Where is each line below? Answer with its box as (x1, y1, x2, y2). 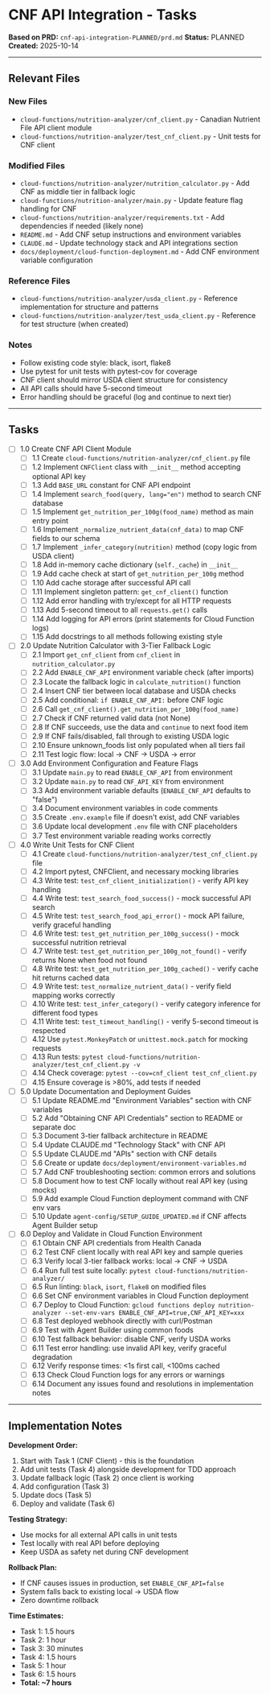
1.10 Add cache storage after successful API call (31, 577, 191, 587)
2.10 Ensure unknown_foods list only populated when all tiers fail (31, 740, 245, 750)
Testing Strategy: (8, 1514, 68, 1524)
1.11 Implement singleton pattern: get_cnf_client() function (31, 587, 229, 597)
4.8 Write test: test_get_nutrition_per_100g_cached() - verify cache (31, 964, 259, 973)
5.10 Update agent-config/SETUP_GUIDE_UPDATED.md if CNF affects (31, 1212, 247, 1221)
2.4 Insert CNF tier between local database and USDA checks (31, 686, 237, 696)
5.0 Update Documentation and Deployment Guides (19, 1086, 191, 1096)
